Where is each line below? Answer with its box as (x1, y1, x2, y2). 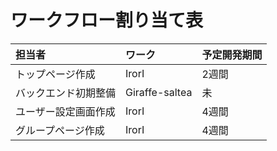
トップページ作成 (15, 67, 96, 81)
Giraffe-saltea (125, 85, 193, 99)
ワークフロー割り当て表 (10, 9, 204, 32)
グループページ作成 (15, 123, 105, 137)
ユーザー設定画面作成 (15, 104, 116, 118)
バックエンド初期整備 (15, 86, 117, 100)
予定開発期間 (201, 47, 263, 61)
